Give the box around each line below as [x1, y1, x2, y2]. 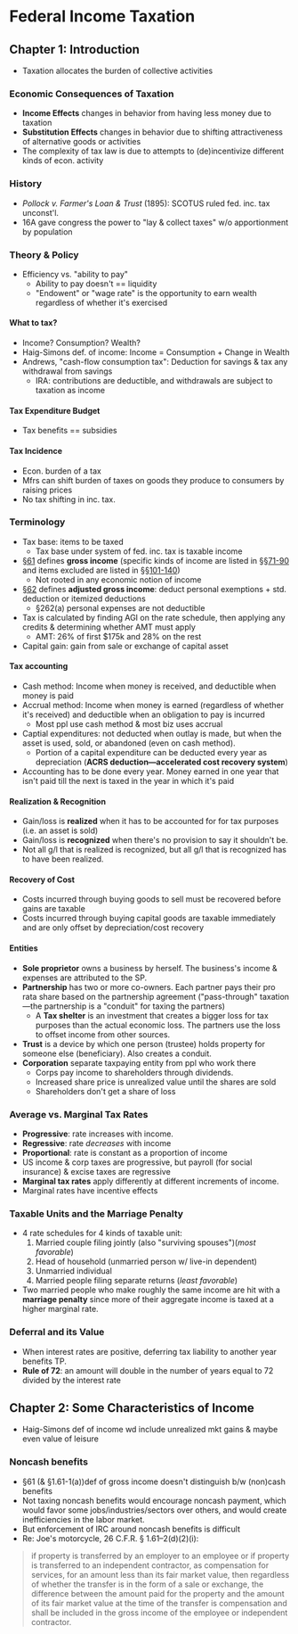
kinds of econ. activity [21, 155, 104, 166]
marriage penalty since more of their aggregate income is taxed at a [21, 1294, 274, 1305]
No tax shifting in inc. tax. [21, 493, 116, 505]
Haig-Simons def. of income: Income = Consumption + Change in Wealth [21, 347, 290, 358]
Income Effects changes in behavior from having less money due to [21, 108, 271, 119]
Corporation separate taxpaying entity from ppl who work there [21, 1057, 256, 1068]
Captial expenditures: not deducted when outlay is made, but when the [21, 729, 282, 739]
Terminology [9, 516, 66, 528]
